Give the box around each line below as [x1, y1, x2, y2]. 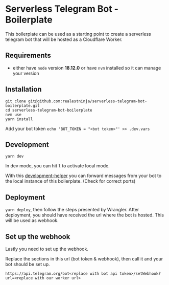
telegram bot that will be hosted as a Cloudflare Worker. [5, 36, 123, 42]
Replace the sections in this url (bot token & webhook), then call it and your [5, 256, 163, 261]
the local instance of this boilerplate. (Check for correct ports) [5, 178, 136, 184]
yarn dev [5, 154, 24, 159]
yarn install [5, 116, 33, 122]
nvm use [5, 112, 22, 117]
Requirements [5, 51, 51, 60]
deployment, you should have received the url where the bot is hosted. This [5, 212, 164, 218]
